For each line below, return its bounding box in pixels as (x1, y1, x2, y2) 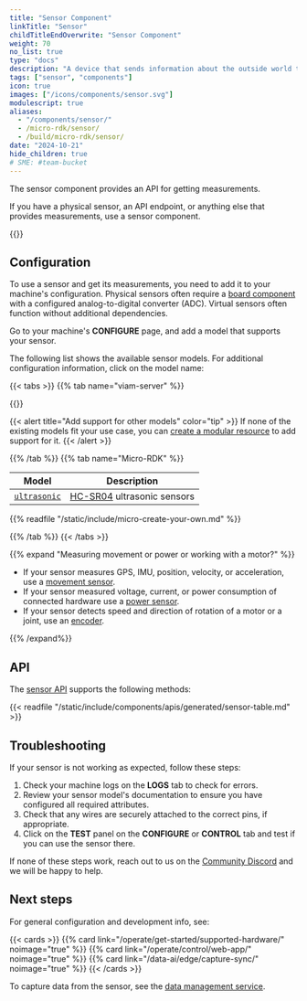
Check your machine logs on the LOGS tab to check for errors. (22, 779, 259, 791)
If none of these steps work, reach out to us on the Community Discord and (9, 856, 294, 867)
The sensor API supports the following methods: (9, 684, 192, 695)
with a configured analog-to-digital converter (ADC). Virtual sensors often (9, 298, 288, 309)
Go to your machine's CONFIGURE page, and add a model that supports (9, 325, 281, 336)
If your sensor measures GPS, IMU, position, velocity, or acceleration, (22, 567, 285, 578)
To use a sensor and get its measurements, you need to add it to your (9, 279, 271, 290)
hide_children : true (9, 149, 89, 158)
